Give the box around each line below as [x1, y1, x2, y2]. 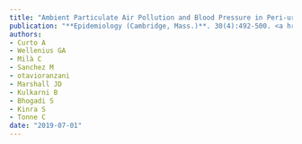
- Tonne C [9, 113, 47, 122]
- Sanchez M [9, 64, 54, 72]
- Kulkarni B [9, 88, 58, 97]
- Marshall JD [9, 80, 63, 89]
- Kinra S [9, 105, 47, 114]
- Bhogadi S [9, 96, 54, 106]
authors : [9, 30, 42, 38]
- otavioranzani [9, 72, 70, 80]
